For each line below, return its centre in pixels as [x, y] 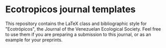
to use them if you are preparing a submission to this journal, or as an [78, 34]
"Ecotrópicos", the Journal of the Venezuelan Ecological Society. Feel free [83, 29]
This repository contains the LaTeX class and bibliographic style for [76, 23]
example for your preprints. [34, 40]
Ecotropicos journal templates [70, 9]
